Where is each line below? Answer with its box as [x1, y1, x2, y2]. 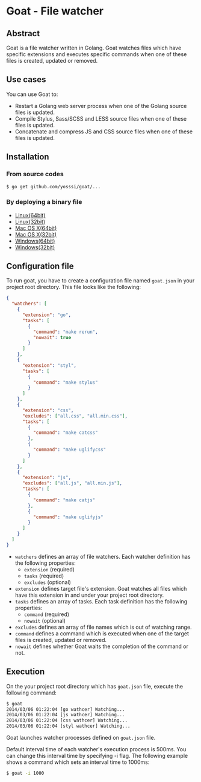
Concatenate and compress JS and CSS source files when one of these [14, 128, 193, 135]
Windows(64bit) [14, 237, 55, 244]
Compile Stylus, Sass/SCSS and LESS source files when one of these [14, 115, 187, 122]
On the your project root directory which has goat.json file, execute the [6, 682, 184, 690]
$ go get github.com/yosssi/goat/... [6, 183, 101, 189]
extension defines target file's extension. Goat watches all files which [14, 585, 187, 592]
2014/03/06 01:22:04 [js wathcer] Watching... [6, 712, 125, 718]
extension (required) [23, 565, 75, 573]
